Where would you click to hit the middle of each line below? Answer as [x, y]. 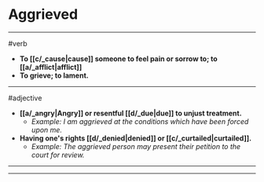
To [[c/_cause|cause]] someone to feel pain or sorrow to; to [118, 58]
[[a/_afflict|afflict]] [51, 67]
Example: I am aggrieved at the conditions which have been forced [140, 121]
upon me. [47, 129]
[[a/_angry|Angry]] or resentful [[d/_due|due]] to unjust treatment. [130, 113]
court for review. [58, 155]
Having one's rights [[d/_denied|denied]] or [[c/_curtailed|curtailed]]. [136, 138]
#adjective [25, 98]
